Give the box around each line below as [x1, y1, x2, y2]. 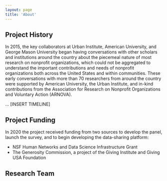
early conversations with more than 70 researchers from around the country [5, 75, 162, 81]
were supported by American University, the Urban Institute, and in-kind [5, 81, 154, 87]
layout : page [5, 7, 32, 12]
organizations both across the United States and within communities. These [5, 70, 161, 76]
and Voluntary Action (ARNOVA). [5, 91, 72, 97]
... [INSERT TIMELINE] [5, 101, 51, 107]
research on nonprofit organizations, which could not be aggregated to [5, 59, 151, 65]
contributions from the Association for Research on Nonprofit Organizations [5, 86, 161, 92]
